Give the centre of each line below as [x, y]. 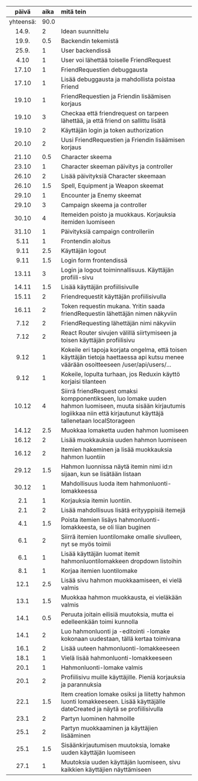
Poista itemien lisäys [89, 520]
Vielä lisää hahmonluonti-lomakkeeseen [117, 658]
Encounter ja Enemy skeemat [101, 195]
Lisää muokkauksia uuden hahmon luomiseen [124, 440]
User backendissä [86, 51]
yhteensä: [23, 22]
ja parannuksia [81, 684]
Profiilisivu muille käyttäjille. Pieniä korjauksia [123, 677]
